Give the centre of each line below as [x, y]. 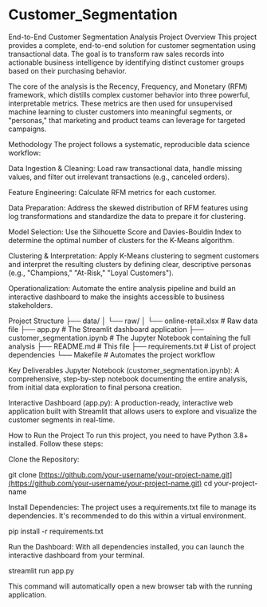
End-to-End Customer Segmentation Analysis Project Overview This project [133, 37]
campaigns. [27, 129]
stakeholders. [31, 305]
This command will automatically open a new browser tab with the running [130, 586]
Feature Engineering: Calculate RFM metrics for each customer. [112, 192]
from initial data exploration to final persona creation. [95, 387]
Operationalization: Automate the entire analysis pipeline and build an [122, 288]
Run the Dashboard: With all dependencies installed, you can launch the [126, 546]
